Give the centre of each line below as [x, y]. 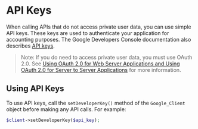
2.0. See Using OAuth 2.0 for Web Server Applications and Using [100, 64]
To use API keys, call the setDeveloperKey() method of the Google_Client [96, 103]
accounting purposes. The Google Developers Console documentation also [99, 39]
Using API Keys [35, 89]
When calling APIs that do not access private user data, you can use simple [99, 27]
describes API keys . [30, 46]
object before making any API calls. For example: [66, 109]
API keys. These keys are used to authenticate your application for [88, 33]
